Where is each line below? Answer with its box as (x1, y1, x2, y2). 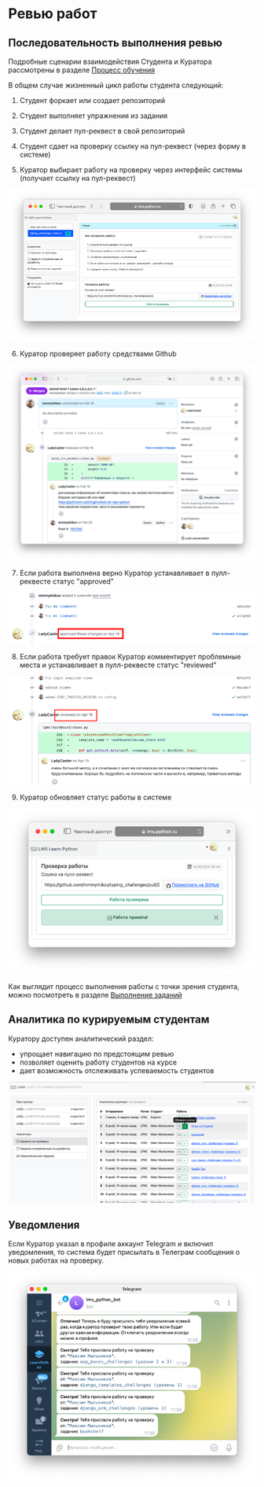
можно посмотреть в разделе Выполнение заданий (8, 990, 182, 999)
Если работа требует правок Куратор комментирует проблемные (19, 652, 241, 662)
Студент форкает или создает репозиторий (19, 96, 166, 105)
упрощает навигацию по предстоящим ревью (19, 1049, 174, 1058)
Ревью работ (8, 5, 97, 23)
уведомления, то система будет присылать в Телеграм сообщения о (8, 1247, 240, 1256)
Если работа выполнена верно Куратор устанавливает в (19, 568, 210, 578)
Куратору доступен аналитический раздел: (8, 1034, 154, 1043)
